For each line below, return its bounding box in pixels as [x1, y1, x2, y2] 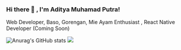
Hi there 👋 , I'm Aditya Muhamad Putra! [6, 5, 120, 14]
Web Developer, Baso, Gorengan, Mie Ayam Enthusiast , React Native [6, 19, 175, 26]
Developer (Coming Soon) [6, 25, 70, 32]
